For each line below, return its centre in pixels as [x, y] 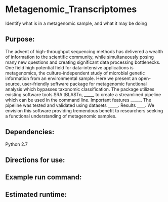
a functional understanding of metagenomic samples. [61, 116]
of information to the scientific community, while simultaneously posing [80, 57]
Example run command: [44, 177]
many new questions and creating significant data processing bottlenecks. [83, 62]
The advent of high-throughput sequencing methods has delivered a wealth [84, 51]
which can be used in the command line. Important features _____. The [78, 100]
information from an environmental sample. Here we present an [71, 78]
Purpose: [20, 39]
